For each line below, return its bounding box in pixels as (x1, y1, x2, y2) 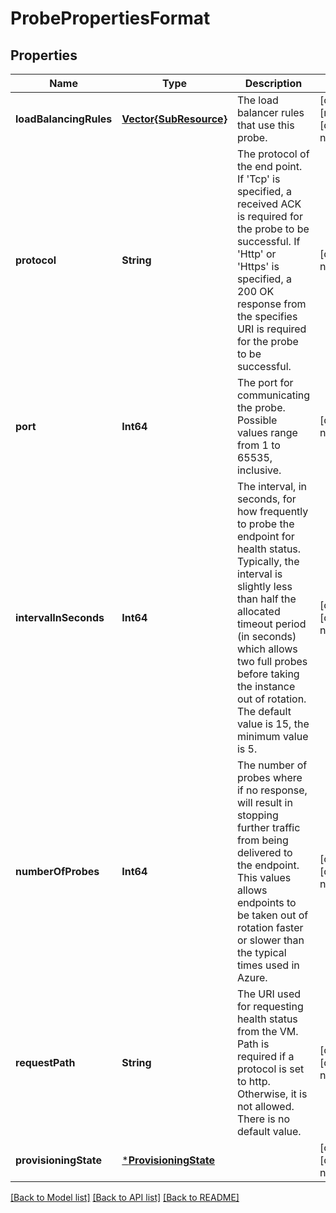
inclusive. (236, 463, 282, 477)
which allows (236, 642, 298, 656)
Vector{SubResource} (121, 112, 228, 126)
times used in (236, 958, 300, 972)
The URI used (236, 987, 302, 1001)
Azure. (236, 971, 268, 984)
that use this (236, 118, 295, 132)
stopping (236, 808, 279, 822)
